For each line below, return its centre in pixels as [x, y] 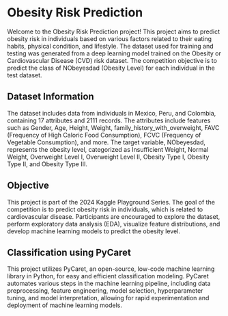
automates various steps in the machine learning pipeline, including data [109, 284]
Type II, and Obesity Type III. [47, 164]
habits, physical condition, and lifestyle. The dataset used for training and [110, 46]
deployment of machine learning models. [65, 305]
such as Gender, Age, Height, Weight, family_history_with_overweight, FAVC [113, 127]
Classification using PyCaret [69, 252]
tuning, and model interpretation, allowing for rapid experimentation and [108, 298]
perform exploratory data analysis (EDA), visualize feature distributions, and [114, 224]
